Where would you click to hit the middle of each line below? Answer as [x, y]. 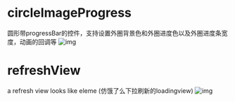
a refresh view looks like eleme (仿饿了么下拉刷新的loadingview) [100, 90]
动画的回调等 [38, 42]
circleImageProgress [70, 13]
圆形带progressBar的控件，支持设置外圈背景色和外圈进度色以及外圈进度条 [114, 33]
